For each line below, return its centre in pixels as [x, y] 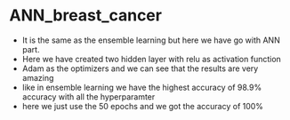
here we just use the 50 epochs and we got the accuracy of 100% [143, 106]
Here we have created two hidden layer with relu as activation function [152, 59]
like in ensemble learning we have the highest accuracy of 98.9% [142, 87]
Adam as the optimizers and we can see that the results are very [140, 68]
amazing [38, 77]
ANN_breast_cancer [86, 16]
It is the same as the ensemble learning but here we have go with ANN [151, 40]
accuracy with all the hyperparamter [89, 96]
